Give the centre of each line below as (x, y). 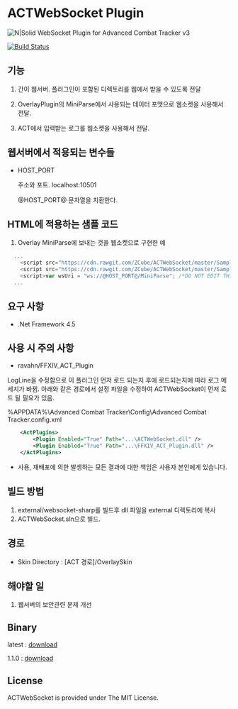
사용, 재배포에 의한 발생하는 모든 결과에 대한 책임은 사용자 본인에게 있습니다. (123, 467)
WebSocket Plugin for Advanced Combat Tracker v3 (113, 33)
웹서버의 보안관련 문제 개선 (55, 605)
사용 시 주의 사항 (41, 348)
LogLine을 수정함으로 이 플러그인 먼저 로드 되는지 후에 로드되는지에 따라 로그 (113, 380)
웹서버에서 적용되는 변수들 (61, 153)
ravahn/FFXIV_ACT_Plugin (56, 366)
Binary (22, 627)
